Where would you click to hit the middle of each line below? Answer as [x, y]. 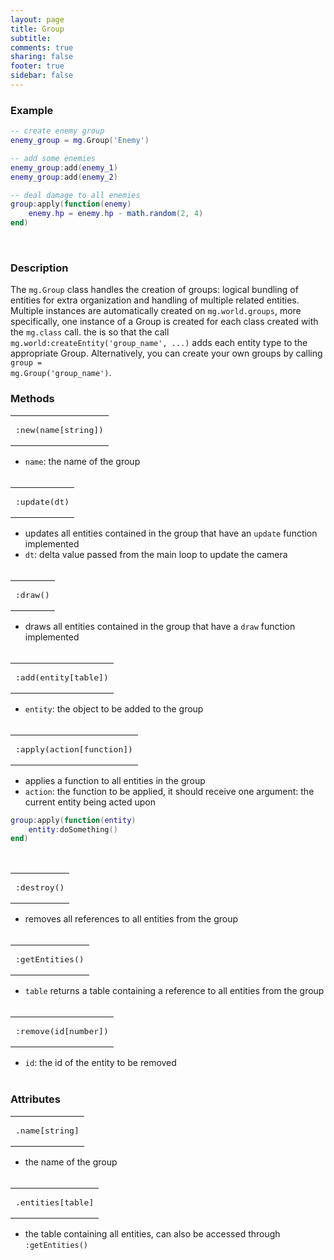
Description [39, 268]
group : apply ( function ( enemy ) [71, 204]
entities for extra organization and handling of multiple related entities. [155, 300]
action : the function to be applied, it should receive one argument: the [169, 791]
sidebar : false [42, 76]
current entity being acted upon [90, 802]
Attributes [35, 1099]
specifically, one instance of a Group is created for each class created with [164, 322]
